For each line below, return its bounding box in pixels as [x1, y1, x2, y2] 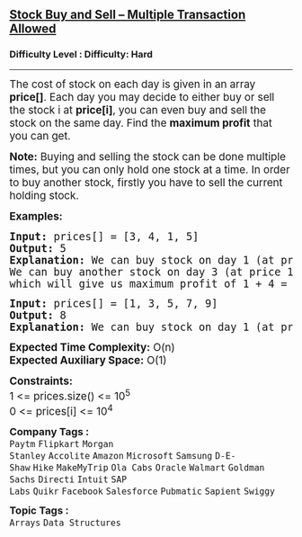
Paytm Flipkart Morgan [9, 439, 114, 451]
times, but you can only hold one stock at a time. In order [9, 162, 290, 176]
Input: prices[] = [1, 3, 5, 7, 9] [9, 297, 218, 309]
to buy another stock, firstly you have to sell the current [9, 175, 283, 190]
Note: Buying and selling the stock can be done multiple [9, 149, 286, 164]
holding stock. [9, 188, 79, 202]
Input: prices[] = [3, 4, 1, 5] [9, 229, 200, 243]
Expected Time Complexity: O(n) [9, 340, 175, 354]
